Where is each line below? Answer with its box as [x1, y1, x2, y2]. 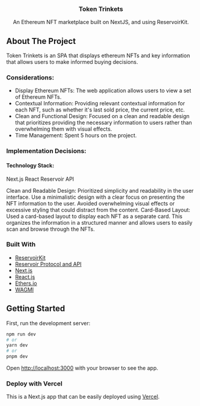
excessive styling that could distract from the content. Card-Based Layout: [6, 206, 190, 213]
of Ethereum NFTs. [14, 93, 62, 101]
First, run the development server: [6, 319, 91, 326]
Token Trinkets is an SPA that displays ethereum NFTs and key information [6, 52, 190, 59]
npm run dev [6, 331, 36, 337]
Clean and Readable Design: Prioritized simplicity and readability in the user [6, 187, 194, 194]
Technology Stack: [6, 161, 55, 169]
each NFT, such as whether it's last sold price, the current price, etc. [14, 106, 185, 113]
